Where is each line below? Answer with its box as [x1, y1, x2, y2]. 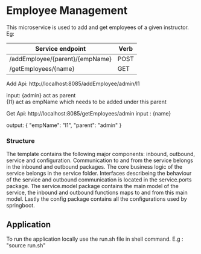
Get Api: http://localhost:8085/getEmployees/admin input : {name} [6, 109, 171, 117]
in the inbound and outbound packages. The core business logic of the [6, 163, 183, 171]
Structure [6, 137, 35, 145]
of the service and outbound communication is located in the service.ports [6, 176, 192, 183]
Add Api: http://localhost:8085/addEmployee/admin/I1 [6, 80, 140, 87]
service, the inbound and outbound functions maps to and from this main [6, 189, 188, 197]
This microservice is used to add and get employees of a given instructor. [6, 24, 189, 31]
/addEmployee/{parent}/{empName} [9, 54, 112, 63]
